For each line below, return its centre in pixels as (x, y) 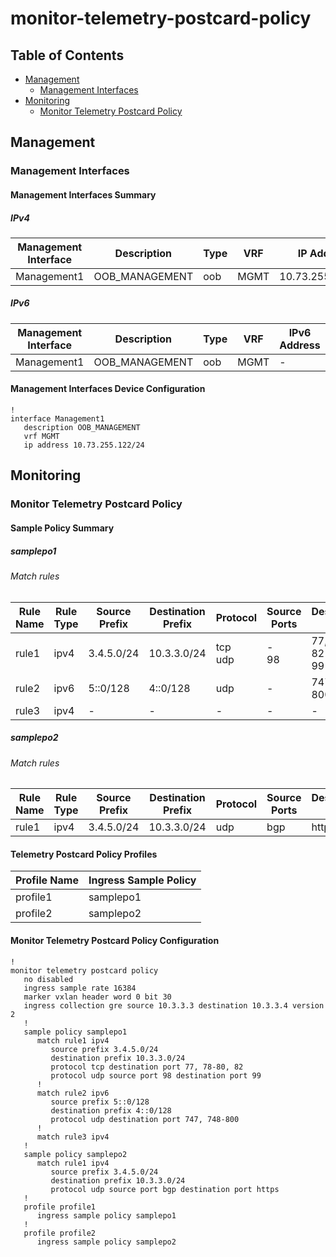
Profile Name (47, 880)
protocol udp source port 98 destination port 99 (156, 1075)
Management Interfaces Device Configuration (108, 389)
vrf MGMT (41, 437)
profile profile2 (60, 1233)
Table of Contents (67, 55)
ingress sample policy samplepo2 (106, 1242)
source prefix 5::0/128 (100, 1102)
